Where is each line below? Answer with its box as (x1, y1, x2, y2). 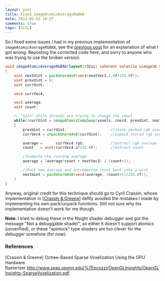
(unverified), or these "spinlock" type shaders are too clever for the (5, 225, 141, 231)
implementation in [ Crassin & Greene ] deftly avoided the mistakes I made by (5, 195, 159, 201)
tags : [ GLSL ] (5, 26, 32, 30)
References (5, 243, 33, 250)
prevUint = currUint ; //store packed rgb (23, 127, 151, 132)
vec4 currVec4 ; (14, 91, 45, 96)
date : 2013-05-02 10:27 (5, 16, 54, 21)
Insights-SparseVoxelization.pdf (5, 270, 70, 276)
